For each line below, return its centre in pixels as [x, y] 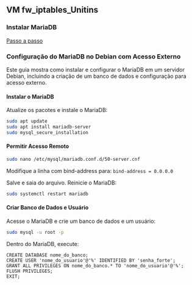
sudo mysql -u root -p [35, 232]
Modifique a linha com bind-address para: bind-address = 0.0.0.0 [90, 171]
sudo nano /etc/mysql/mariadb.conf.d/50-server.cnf [73, 160]
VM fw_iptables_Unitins [52, 10]
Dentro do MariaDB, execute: [43, 244]
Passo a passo [25, 40]
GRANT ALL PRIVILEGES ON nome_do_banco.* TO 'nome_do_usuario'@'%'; [95, 266]
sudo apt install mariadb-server [49, 127]
